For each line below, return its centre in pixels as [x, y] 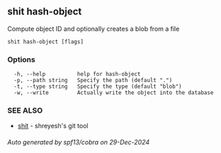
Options [21, 59]
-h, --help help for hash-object [77, 74]
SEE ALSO [25, 110]
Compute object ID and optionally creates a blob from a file [93, 28]
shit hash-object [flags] [45, 42]
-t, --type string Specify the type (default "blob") [98, 87]
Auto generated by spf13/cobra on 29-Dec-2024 [79, 142]
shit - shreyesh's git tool [53, 126]
